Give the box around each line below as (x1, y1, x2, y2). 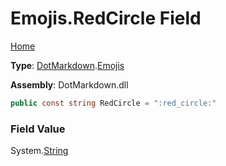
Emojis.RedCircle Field (10, 7, 202, 30)
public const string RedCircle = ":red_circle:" (10, 98, 217, 108)
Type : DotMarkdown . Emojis (10, 59, 125, 71)
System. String (10, 145, 69, 157)
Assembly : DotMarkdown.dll (10, 78, 129, 91)
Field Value (10, 122, 66, 136)
